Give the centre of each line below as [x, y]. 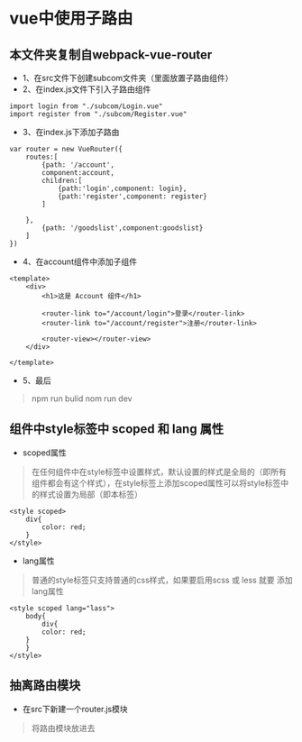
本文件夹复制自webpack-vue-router [111, 55]
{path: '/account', [78, 165]
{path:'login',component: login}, [122, 188]
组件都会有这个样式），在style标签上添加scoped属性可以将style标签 [156, 482]
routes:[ [42, 157]
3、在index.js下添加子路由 [71, 132]
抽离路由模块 [45, 686]
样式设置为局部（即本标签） [91, 494]
